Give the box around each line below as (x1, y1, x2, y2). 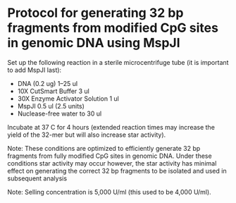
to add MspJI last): (7, 66, 62, 74)
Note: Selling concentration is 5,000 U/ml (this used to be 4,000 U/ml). (7, 187, 211, 196)
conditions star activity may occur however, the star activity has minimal (7, 159, 217, 167)
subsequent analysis (7, 174, 68, 183)
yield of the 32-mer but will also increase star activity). (7, 130, 166, 139)
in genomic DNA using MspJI (7, 35, 181, 51)
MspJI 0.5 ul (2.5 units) (17, 101, 85, 110)
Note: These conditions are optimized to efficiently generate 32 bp (7, 144, 201, 152)
